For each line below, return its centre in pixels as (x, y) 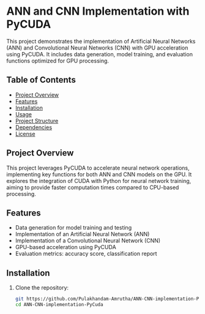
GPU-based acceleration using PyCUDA (65, 247)
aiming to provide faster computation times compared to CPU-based (93, 187)
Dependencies (34, 127)
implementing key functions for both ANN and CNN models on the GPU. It (99, 174)
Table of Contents (41, 80)
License (25, 133)
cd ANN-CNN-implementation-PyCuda (59, 305)
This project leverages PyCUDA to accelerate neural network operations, (98, 168)
